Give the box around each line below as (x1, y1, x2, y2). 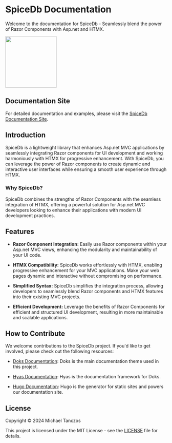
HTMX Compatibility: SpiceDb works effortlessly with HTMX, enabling (12, 262, 162, 268)
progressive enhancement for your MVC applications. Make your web (12, 267, 160, 273)
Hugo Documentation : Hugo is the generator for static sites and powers (12, 383, 164, 390)
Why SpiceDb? (5, 184, 43, 191)
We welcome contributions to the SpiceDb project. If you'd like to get (5, 343, 151, 349)
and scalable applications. (12, 314, 68, 320)
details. (5, 433, 21, 439)
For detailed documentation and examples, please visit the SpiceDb (5, 110, 147, 117)
